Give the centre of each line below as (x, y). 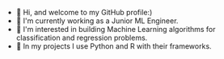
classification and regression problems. (82, 37)
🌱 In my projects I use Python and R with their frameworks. (114, 46)
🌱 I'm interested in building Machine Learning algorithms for (116, 29)
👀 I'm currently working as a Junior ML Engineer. (97, 21)
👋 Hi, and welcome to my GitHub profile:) (84, 12)
